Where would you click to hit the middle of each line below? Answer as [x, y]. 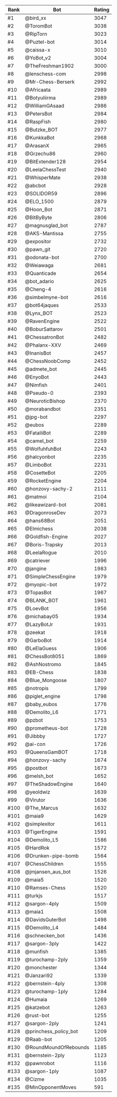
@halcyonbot [40, 457]
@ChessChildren [44, 864]
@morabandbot [43, 409]
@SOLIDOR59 [41, 193]
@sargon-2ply [42, 1023]
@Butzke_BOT [41, 130]
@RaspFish [38, 122]
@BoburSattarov [44, 329]
